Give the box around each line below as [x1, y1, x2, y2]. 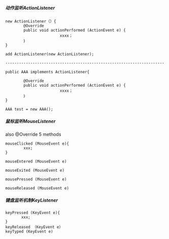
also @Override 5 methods [5, 131, 61, 137]
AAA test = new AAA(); [5, 107, 53, 112]
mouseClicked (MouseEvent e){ [5, 141, 70, 146]
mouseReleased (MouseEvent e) [5, 185, 70, 191]
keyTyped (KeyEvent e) [5, 229, 53, 234]
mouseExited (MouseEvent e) [5, 168, 65, 173]
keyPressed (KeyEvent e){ [5, 210, 60, 215]
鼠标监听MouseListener [5, 118, 56, 124]
